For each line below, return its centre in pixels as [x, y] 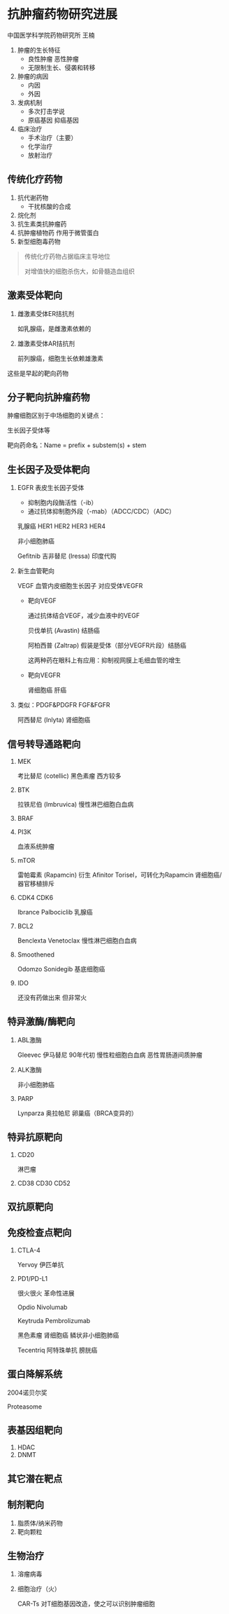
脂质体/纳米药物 [40, 1523]
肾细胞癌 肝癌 [47, 690]
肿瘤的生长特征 [39, 50]
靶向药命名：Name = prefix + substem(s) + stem [77, 445]
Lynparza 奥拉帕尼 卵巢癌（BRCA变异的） [77, 1113]
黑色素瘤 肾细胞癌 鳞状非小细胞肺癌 [68, 1335]
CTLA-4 [29, 1250]
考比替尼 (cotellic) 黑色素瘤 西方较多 [69, 776]
